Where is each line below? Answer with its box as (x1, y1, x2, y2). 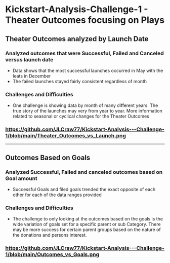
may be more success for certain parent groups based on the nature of (12, 227, 161, 233)
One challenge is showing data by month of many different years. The (12, 102, 158, 108)
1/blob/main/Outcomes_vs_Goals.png (5, 251, 100, 258)
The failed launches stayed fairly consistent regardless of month (12, 78, 147, 84)
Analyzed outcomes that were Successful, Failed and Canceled (5, 50, 164, 57)
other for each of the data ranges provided (12, 192, 102, 198)
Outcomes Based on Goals (5, 153, 91, 162)
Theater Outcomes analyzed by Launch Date (5, 34, 149, 43)
